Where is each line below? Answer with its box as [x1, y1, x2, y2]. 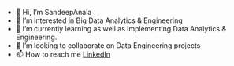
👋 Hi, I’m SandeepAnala [15, 8, 92, 16]
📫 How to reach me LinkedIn [15, 49, 111, 59]
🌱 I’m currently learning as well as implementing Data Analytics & [15, 24, 227, 33]
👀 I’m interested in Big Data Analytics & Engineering [15, 16, 183, 25]
